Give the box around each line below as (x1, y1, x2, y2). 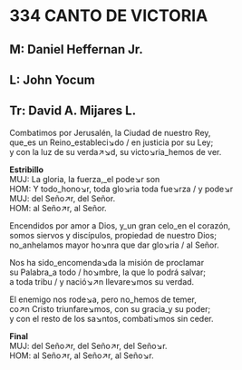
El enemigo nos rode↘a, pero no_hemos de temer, (9, 294, 197, 305)
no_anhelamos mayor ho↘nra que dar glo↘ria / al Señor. (9, 239, 219, 250)
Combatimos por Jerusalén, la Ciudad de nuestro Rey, (9, 127, 211, 138)
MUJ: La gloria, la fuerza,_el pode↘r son (9, 173, 160, 184)
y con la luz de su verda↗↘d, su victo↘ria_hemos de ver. (9, 146, 222, 157)
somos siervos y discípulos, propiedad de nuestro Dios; (9, 229, 218, 240)
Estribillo (9, 164, 44, 175)
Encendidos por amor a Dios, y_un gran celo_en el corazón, (9, 219, 231, 231)
